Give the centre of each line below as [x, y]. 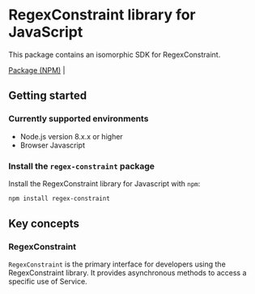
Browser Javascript [52, 145]
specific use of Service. [48, 282]
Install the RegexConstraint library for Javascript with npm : [104, 183]
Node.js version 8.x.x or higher [71, 136]
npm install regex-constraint [59, 198]
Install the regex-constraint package [82, 166]
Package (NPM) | [37, 70]
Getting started [48, 96]
